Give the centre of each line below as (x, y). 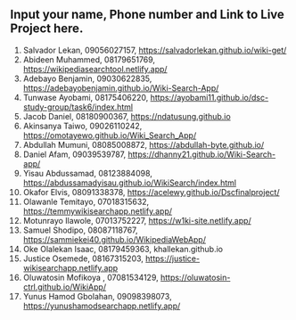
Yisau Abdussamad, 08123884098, (87, 173)
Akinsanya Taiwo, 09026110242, (82, 126)
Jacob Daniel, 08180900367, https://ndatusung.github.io (127, 116)
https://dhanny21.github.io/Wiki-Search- (202, 154)
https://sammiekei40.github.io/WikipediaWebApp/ (114, 239)
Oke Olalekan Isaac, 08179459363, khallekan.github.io (123, 249)
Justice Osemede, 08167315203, (83, 258)
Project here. (47, 29)
